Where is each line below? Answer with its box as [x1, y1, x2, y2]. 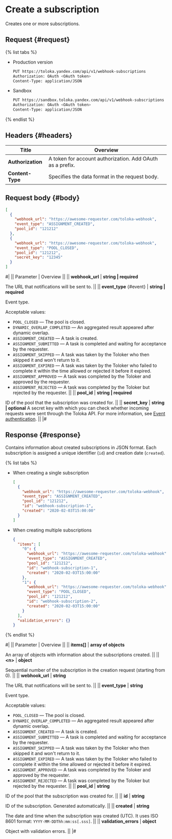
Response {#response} [5, 431, 81, 439]
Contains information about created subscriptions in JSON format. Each [5, 444, 157, 451]
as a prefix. [48, 161, 75, 169]
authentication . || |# [5, 416, 47, 422]
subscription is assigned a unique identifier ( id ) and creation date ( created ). [5, 449, 165, 456]
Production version [12, 59, 53, 65]
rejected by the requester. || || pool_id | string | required [12, 390, 132, 396]
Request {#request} [5, 35, 70, 44]
